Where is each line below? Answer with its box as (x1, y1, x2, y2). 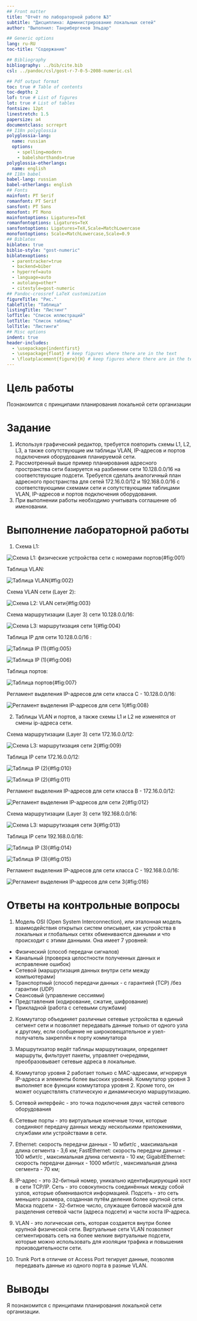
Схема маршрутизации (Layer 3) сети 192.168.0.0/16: (6, 810, 138, 817)
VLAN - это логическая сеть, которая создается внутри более (15, 1219, 171, 1226)
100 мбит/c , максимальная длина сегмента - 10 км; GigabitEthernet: (15, 1153, 186, 1160)
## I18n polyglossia (6, 127, 57, 134)
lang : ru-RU (6, 41, 36, 47)
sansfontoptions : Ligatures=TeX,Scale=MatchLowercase (6, 226, 141, 231)
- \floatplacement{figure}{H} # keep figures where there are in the (12, 356, 185, 362)
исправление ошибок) (15, 960, 71, 967)
